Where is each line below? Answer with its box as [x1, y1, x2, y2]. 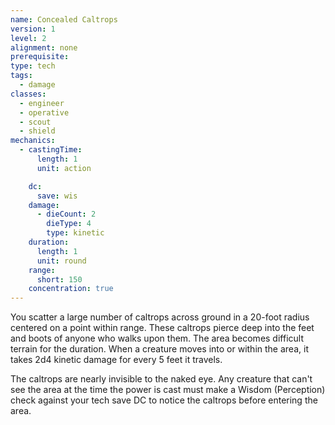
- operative [19, 107, 70, 118]
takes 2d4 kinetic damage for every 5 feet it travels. [10, 354, 223, 366]
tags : [10, 71, 33, 81]
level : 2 [10, 33, 47, 43]
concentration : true [28, 284, 114, 294]
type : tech [10, 61, 56, 71]
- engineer [19, 98, 65, 108]
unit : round [36, 256, 87, 266]
